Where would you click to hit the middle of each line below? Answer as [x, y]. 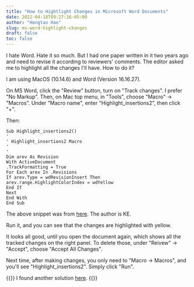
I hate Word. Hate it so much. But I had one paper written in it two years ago [97, 55]
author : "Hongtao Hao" [34, 22]
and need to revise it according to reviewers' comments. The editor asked [95, 61]
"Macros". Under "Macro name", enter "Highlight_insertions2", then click [93, 103]
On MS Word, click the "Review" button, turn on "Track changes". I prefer [94, 90]
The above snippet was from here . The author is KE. [69, 214]
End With [17, 198]
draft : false [22, 33]
